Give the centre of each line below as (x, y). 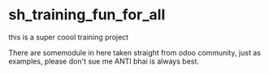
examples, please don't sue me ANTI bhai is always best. (104, 61)
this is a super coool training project (68, 37)
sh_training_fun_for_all (87, 15)
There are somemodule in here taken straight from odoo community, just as (135, 52)
